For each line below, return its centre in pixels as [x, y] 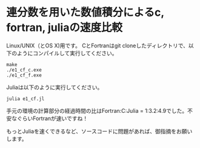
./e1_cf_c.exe [24, 70]
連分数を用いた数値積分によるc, [85, 12]
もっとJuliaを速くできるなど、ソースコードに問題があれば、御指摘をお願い [99, 131]
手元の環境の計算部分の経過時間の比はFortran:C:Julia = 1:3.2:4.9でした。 [97, 110]
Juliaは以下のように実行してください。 [55, 87]
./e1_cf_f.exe [24, 75]
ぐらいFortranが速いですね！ [52, 118]
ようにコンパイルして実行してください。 [67, 53]
